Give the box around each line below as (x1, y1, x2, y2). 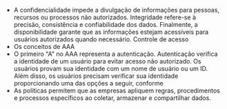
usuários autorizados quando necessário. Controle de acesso (13, 35, 189, 43)
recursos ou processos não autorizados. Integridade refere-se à (13, 13, 197, 21)
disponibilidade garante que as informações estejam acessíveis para (13, 28, 209, 36)
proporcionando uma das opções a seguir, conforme (13, 79, 164, 87)
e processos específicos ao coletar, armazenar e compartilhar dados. (13, 94, 212, 102)
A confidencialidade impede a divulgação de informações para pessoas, (13, 6, 219, 14)
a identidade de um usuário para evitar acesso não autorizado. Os (13, 57, 201, 65)
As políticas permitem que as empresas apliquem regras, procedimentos (13, 86, 221, 95)
